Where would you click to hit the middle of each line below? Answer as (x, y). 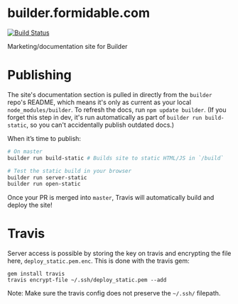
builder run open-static (44, 184)
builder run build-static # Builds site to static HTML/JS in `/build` (115, 158)
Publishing (40, 75)
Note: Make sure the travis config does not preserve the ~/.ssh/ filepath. (114, 293)
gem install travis (36, 274)
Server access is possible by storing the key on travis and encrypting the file (119, 254)
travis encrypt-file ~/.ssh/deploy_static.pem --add (87, 280)
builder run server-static (47, 178)
